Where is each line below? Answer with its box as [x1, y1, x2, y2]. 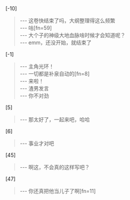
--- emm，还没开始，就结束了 [19, 39, 92, 46]
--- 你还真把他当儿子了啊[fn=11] [19, 188, 96, 194]
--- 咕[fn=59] [19, 25, 52, 31]
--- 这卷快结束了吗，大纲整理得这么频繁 [19, 17, 116, 24]
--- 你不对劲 [19, 92, 50, 99]
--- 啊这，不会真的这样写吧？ [19, 164, 90, 171]
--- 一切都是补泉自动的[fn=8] [19, 70, 90, 77]
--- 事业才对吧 [19, 140, 55, 147]
